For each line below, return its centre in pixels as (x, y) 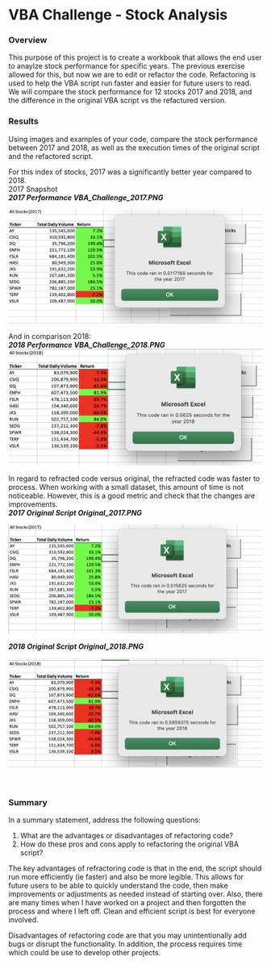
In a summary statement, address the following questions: (104, 820)
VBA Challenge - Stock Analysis (118, 15)
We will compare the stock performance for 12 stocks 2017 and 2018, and (130, 92)
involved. (23, 919)
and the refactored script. (51, 156)
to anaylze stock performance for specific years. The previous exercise (127, 66)
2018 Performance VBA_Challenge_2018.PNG (87, 345)
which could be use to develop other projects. (85, 952)
